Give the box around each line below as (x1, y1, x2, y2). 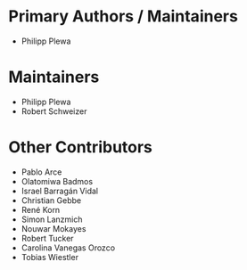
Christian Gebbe (21, 194, 82, 206)
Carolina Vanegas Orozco (21, 242, 116, 253)
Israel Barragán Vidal (21, 185, 99, 196)
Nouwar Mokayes (21, 223, 86, 233)
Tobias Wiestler (21, 251, 79, 262)
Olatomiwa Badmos (21, 176, 94, 186)
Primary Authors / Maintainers (8, 6, 238, 27)
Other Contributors (8, 137, 153, 158)
